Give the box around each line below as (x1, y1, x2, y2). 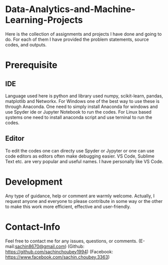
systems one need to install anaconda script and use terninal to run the (5, 114, 152, 120)
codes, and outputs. (5, 41, 47, 47)
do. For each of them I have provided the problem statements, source (5, 36, 149, 42)
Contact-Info (5, 221, 60, 233)
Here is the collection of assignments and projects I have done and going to (5, 31, 162, 37)
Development (5, 176, 63, 187)
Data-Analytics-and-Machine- (5, 4, 136, 15)
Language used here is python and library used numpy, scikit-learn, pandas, (5, 92, 163, 99)
